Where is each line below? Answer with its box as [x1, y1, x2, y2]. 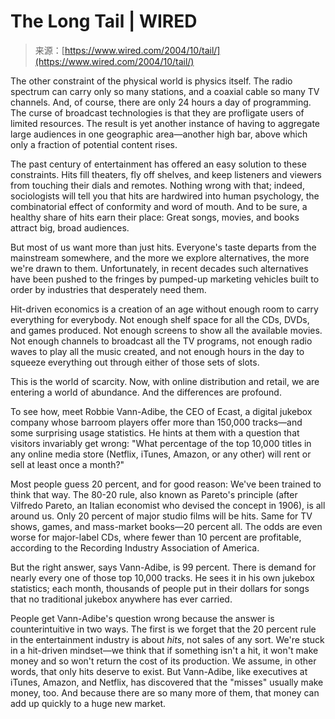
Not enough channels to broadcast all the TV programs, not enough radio [10, 335, 313, 347]
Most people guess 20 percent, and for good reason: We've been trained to [10, 478, 322, 490]
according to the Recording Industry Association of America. [10, 541, 260, 554]
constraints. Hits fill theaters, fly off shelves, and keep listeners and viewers [10, 168, 322, 180]
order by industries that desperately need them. [10, 283, 207, 295]
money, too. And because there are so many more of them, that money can [10, 686, 320, 699]
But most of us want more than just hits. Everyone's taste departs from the [10, 241, 317, 253]
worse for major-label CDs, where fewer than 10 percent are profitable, [10, 531, 302, 543]
